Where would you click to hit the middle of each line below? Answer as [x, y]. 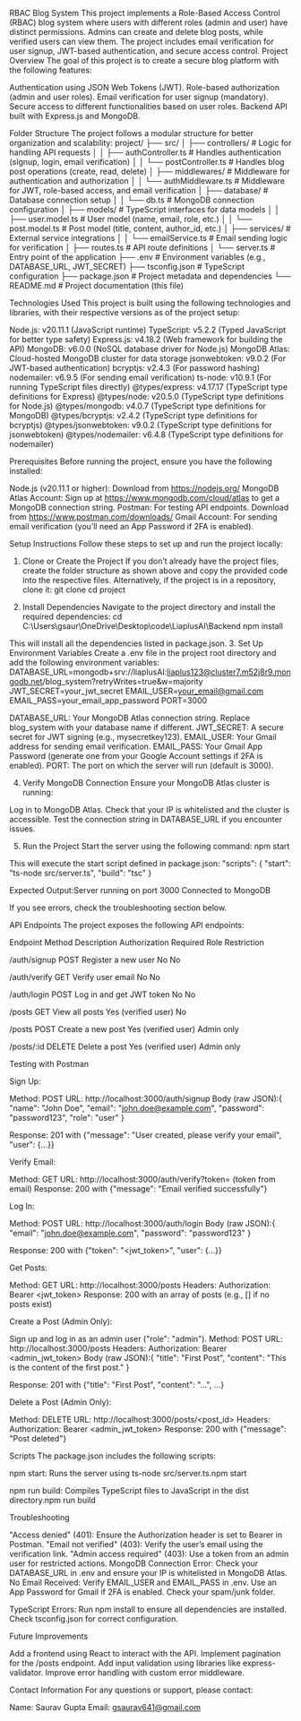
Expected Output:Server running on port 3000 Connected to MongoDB [140, 890]
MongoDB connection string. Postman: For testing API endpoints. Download [149, 507]
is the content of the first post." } [69, 1367]
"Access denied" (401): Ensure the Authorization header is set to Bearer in [146, 1535]
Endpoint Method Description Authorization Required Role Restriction [137, 942]
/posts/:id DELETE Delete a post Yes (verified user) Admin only [125, 1046]
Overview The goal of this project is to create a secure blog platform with [144, 60]
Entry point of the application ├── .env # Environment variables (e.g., [138, 257]
